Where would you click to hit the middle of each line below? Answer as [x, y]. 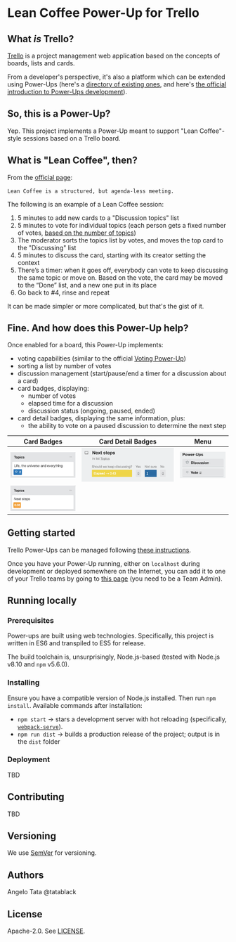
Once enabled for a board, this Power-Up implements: [85, 345]
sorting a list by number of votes [64, 366]
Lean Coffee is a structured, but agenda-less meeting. [91, 191]
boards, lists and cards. [41, 63]
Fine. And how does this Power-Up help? [98, 328]
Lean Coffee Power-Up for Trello [104, 13]
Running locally [42, 600]
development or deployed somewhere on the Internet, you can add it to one [117, 571]
